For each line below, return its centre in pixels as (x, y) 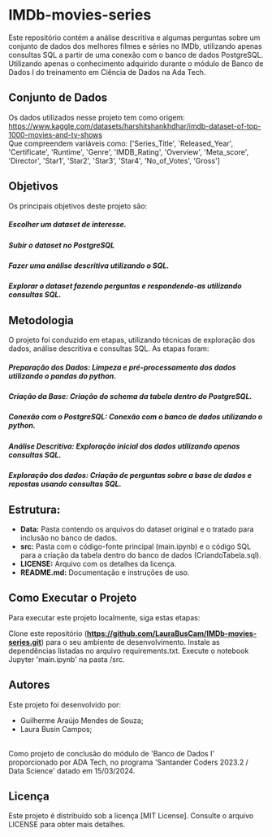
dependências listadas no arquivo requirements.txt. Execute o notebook (129, 651)
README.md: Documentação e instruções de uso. (105, 572)
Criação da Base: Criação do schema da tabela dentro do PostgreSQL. (130, 397)
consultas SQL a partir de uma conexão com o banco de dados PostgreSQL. (136, 55)
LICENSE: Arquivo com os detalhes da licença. (98, 564)
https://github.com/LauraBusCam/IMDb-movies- (172, 633)
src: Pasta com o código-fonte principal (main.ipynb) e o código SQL (136, 546)
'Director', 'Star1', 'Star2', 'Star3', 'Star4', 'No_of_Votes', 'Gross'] (114, 160)
